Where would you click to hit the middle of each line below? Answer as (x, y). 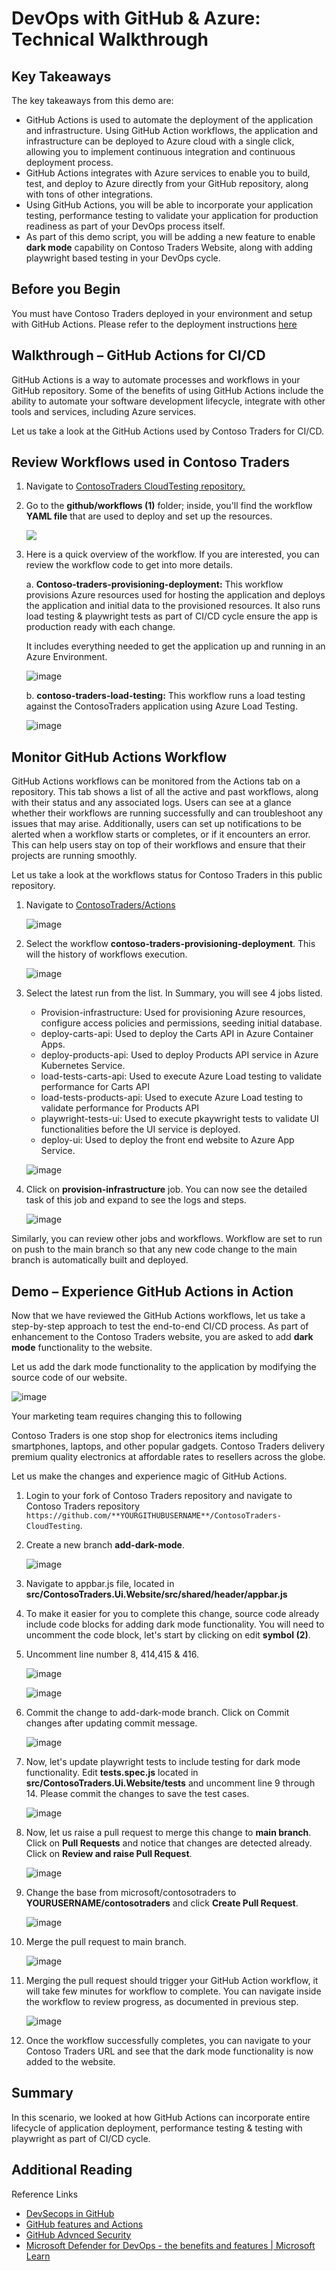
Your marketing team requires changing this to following (127, 1416)
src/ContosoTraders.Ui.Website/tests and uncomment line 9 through (170, 1783)
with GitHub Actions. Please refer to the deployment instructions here (154, 324)
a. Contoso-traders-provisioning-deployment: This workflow (154, 584)
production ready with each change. (100, 627)
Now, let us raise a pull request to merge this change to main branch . (168, 1833)
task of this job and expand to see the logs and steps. (136, 1200)
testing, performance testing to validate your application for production (172, 215)
